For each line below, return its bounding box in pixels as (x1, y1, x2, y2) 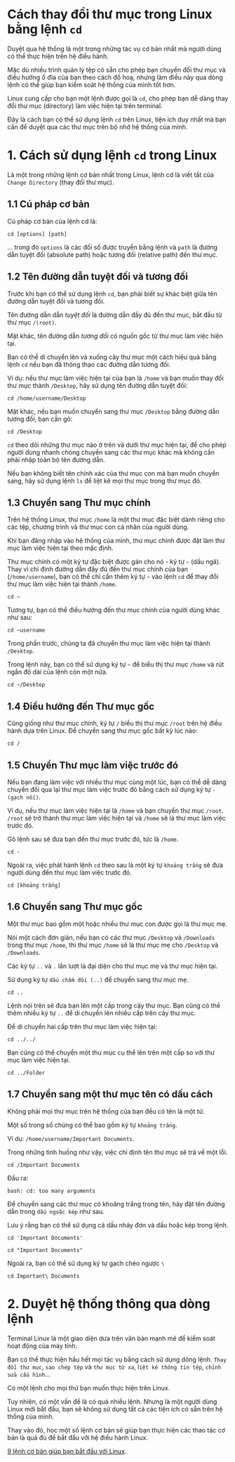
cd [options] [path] (7, 230, 68, 237)
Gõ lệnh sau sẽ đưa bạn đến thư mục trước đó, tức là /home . (7, 835, 179, 843)
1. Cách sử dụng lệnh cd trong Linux (7, 148, 217, 164)
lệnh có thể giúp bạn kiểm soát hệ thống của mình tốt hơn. (7, 80, 176, 89)
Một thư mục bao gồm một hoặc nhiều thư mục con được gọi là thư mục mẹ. (7, 920, 228, 928)
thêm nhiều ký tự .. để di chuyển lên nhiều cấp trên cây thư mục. (7, 1008, 196, 1017)
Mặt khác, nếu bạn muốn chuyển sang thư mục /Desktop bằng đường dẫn (7, 407, 220, 415)
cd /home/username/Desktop (7, 395, 86, 402)
